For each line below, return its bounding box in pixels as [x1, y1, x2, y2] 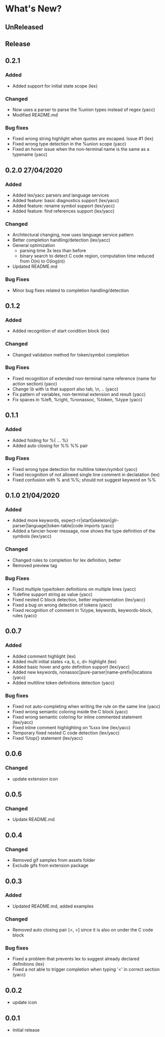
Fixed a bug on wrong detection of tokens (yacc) [12, 602, 113, 608]
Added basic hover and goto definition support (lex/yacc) [12, 664, 130, 670]
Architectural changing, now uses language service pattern [12, 232, 134, 238]
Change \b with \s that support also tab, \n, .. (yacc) [12, 386, 119, 392]
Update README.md [12, 816, 55, 822]
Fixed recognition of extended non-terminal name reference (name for [12, 375, 157, 381]
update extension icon [12, 776, 58, 782]
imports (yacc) [84, 523, 114, 529]
